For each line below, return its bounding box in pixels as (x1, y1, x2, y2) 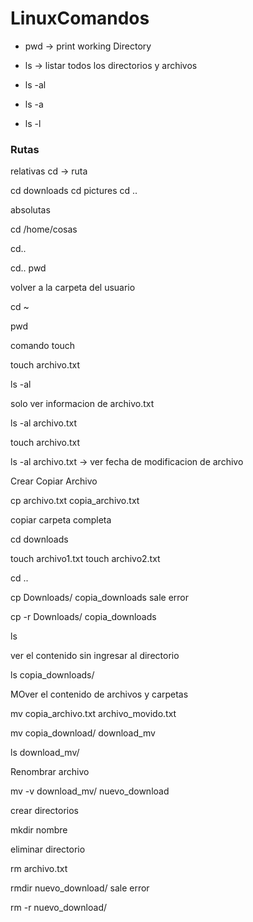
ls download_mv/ (10, 747, 80, 759)
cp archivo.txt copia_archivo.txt (10, 495, 140, 507)
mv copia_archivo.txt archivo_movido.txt (10, 708, 177, 720)
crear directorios (10, 805, 79, 817)
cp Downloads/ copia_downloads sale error (10, 592, 190, 604)
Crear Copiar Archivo (10, 475, 98, 487)
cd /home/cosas (10, 223, 78, 236)
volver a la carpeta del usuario (10, 282, 136, 294)
